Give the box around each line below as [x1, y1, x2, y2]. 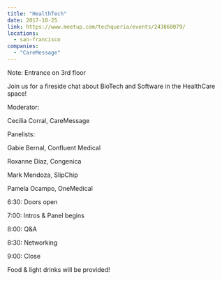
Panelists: [7, 130, 36, 138]
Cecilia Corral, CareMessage [7, 116, 90, 124]
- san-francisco [13, 36, 61, 43]
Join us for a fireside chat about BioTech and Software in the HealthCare [7, 82, 216, 90]
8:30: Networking [7, 238, 58, 247]
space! [7, 89, 27, 98]
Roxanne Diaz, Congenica [7, 157, 82, 165]
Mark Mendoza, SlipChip [7, 171, 78, 179]
